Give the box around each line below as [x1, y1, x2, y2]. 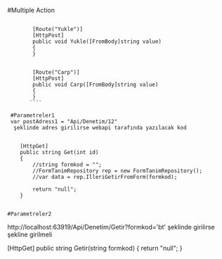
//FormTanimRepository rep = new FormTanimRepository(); [32, 168, 202, 175]
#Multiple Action [7, 6, 55, 14]
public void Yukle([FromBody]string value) [32, 38, 162, 45]
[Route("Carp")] [32, 69, 80, 76]
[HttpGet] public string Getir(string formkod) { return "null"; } [7, 244, 183, 252]
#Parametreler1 [10, 112, 55, 119]
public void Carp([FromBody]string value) [32, 81, 159, 88]
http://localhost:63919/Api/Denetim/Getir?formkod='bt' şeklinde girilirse [7, 223, 216, 231]
